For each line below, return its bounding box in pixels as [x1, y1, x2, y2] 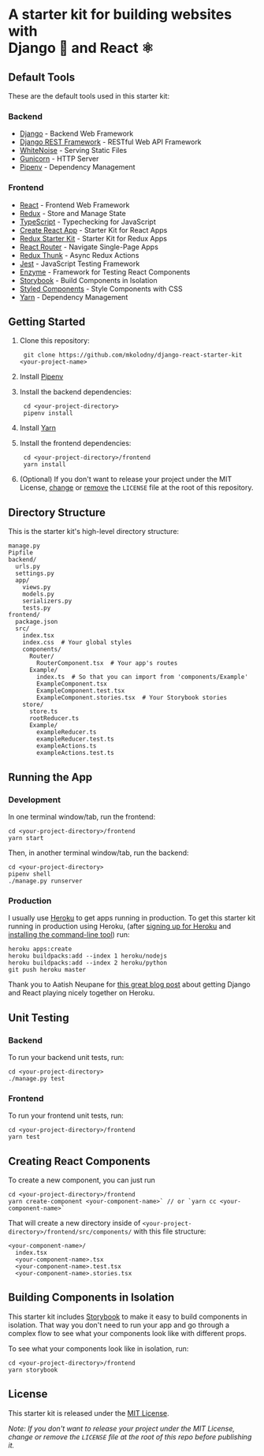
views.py [22, 584, 51, 592]
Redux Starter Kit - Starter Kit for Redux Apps [19, 233, 168, 243]
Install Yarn [19, 424, 57, 433]
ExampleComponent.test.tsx [36, 687, 125, 695]
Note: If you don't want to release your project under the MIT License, [8, 1424, 235, 1433]
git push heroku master [8, 966, 87, 974]
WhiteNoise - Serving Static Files [19, 146, 128, 155]
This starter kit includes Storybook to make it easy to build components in [8, 1312, 247, 1321]
